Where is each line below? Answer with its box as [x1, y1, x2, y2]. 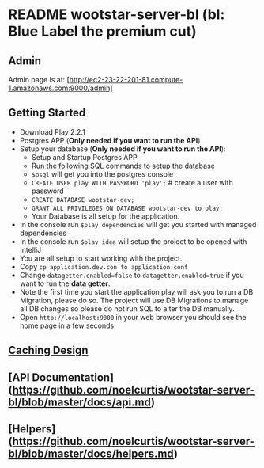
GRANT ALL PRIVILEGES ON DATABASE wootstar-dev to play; [31, 204, 224, 212]
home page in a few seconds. [19, 321, 116, 330]
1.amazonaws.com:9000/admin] [8, 83, 113, 93]
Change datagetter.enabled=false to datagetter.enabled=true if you [19, 270, 245, 280]
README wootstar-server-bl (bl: [8, 6, 225, 24]
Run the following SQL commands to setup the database [31, 161, 215, 170]
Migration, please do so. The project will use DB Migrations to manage [19, 295, 249, 305]
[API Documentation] [8, 371, 115, 384]
